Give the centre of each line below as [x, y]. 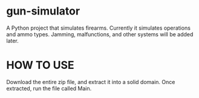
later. [13, 41]
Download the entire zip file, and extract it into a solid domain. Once [91, 82]
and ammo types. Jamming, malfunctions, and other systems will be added [100, 34]
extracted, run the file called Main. [49, 88]
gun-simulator [43, 11]
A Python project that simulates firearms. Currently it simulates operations [98, 28]
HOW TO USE [40, 65]
